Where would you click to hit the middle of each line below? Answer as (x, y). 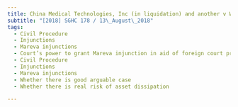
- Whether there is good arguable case (73, 80)
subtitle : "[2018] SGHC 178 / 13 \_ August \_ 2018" (80, 21)
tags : (15, 27)
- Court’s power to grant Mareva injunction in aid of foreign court (118, 54)
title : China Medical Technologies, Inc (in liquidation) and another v (117, 14)
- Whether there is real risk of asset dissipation (92, 86)
